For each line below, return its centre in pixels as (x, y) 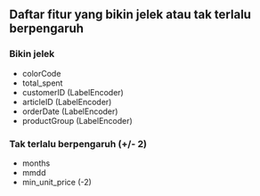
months (36, 163)
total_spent (42, 83)
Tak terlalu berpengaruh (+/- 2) (78, 143)
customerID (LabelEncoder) (73, 92)
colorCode (41, 73)
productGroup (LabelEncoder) (77, 120)
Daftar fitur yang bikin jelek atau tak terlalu (130, 15)
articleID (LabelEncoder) (67, 102)
